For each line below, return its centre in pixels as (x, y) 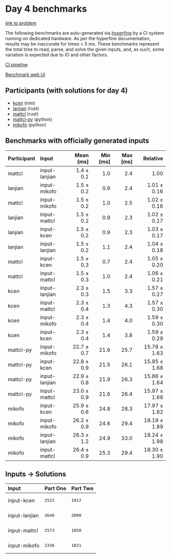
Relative (153, 158)
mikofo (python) (30, 125)
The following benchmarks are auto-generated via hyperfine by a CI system (85, 33)
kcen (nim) (24, 103)
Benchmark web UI (25, 74)
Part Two (82, 488)
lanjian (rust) (26, 108)
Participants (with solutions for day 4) (67, 91)
